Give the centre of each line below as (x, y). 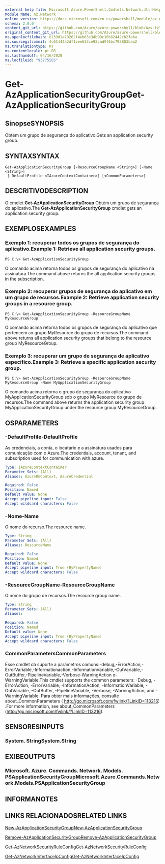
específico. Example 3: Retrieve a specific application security (81, 362)
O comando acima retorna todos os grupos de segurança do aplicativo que (81, 327)
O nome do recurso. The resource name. (46, 527)
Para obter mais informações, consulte (80, 696)
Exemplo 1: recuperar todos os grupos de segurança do (72, 243)
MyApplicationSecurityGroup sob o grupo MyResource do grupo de (73, 397)
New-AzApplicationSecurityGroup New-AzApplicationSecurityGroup (74, 828)
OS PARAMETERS (32, 423)
